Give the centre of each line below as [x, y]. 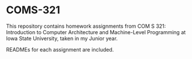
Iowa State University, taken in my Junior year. [62, 38]
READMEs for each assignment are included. [60, 49]
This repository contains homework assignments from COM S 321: [86, 26]
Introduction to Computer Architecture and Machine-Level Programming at [96, 32]
